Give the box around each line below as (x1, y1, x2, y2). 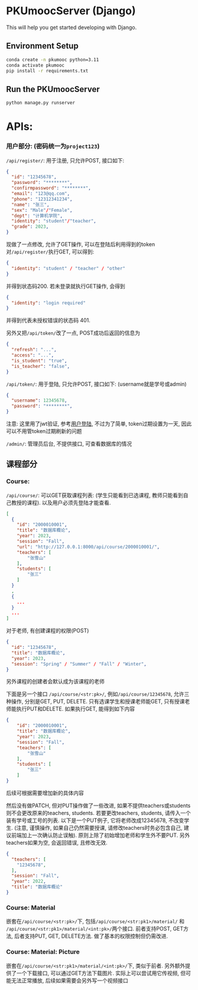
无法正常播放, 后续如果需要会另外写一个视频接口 (11, 977, 128, 984)
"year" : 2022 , (11, 878, 46, 884)
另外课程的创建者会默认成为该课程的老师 (6, 678, 105, 685)
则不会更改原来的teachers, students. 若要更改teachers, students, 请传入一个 (6, 809, 191, 816)
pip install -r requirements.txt (6, 68, 89, 74)
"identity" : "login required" (11, 300, 86, 306)
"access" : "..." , (11, 352, 54, 358)
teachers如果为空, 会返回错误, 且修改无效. (6, 839, 108, 846)
